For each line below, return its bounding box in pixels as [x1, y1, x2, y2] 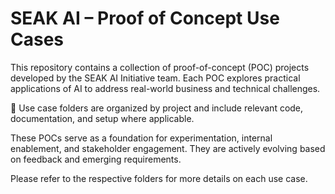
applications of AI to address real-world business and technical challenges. [10, 82, 321, 94]
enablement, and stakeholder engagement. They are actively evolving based [10, 142, 326, 154]
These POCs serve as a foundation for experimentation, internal [10, 132, 273, 144]
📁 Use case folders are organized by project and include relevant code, [10, 102, 304, 114]
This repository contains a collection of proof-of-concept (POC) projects [10, 61, 310, 73]
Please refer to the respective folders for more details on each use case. [10, 172, 308, 184]
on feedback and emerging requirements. [10, 153, 182, 165]
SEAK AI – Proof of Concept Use [10, 7, 280, 30]
